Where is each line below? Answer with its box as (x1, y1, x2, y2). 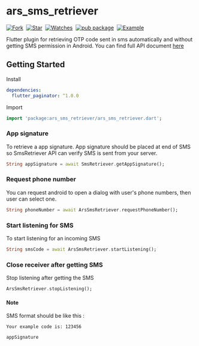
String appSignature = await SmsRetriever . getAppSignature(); (6, 161, 165, 167)
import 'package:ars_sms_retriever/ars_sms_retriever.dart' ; (6, 115, 162, 121)
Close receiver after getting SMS (6, 260, 103, 269)
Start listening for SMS (6, 221, 74, 229)
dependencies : (6, 87, 42, 93)
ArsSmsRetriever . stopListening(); (6, 286, 93, 292)
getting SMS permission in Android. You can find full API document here (6, 42, 184, 49)
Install (6, 75, 21, 82)
